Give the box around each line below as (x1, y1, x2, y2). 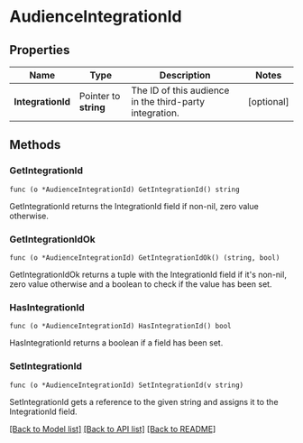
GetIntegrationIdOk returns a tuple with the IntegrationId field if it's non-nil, (9, 269, 287, 280)
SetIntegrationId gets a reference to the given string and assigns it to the (9, 396, 279, 407)
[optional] (247, 96, 289, 107)
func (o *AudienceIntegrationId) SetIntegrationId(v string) (9, 381, 244, 390)
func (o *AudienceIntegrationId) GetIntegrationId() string (9, 185, 241, 194)
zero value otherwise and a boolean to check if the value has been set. (9, 278, 272, 290)
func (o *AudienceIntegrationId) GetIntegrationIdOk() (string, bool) (9, 253, 280, 263)
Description (159, 69, 211, 81)
